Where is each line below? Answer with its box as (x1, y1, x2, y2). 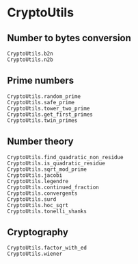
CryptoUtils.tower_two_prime (7, 105, 90, 112)
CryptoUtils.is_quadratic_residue (7, 160, 106, 167)
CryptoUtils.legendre (7, 178, 69, 184)
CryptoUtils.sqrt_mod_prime (7, 166, 87, 173)
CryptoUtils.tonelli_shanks (7, 208, 87, 215)
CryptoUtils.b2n (7, 50, 53, 57)
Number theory (7, 136, 74, 147)
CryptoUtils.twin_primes (7, 117, 78, 124)
